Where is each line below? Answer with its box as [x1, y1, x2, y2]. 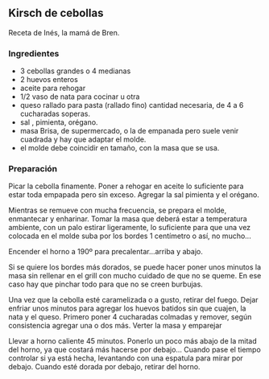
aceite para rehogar [19, 84, 86, 93]
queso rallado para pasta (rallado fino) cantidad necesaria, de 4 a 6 [19, 101, 244, 110]
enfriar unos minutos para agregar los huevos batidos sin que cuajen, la [8, 303, 246, 313]
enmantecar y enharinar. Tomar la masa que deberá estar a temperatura [8, 214, 247, 224]
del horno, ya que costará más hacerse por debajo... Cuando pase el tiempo [8, 345, 262, 355]
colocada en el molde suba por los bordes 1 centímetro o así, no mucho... [8, 231, 251, 241]
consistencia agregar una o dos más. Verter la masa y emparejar [8, 321, 223, 331]
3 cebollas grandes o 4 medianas [19, 66, 131, 76]
